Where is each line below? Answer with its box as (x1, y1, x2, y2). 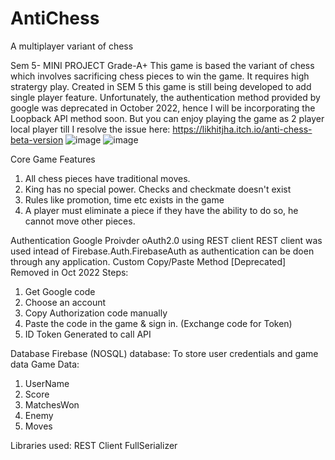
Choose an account (24, 296, 107, 308)
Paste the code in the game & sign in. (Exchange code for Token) (24, 317, 293, 329)
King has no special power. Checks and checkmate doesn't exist (24, 183, 292, 195)
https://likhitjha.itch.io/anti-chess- (172, 123, 313, 135)
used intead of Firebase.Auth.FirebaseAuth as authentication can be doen (10, 245, 315, 257)
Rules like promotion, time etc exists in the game (24, 193, 225, 206)
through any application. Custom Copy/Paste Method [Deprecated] (10, 255, 287, 267)
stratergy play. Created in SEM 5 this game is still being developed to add (10, 80, 312, 92)
